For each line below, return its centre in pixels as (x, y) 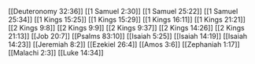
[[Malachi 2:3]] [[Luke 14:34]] (56, 53)
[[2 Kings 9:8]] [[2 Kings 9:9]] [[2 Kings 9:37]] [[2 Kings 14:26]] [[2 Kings (127, 28)
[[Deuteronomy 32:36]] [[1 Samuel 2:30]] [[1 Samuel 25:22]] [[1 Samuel (123, 11)
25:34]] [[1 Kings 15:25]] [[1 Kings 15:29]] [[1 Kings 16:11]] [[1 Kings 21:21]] (127, 20)
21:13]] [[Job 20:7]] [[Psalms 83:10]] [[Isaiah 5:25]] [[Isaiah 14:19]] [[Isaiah (128, 36)
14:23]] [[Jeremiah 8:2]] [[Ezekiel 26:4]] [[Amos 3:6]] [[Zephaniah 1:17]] (124, 44)
